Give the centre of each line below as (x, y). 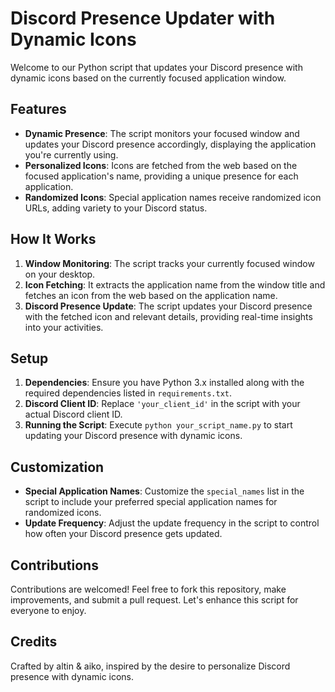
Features (38, 109)
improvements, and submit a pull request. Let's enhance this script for (154, 600)
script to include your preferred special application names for (151, 502)
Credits (34, 642)
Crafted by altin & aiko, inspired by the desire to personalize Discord (150, 666)
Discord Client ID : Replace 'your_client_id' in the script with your (162, 404)
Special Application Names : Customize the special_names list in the (164, 491)
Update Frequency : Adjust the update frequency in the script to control (172, 523)
